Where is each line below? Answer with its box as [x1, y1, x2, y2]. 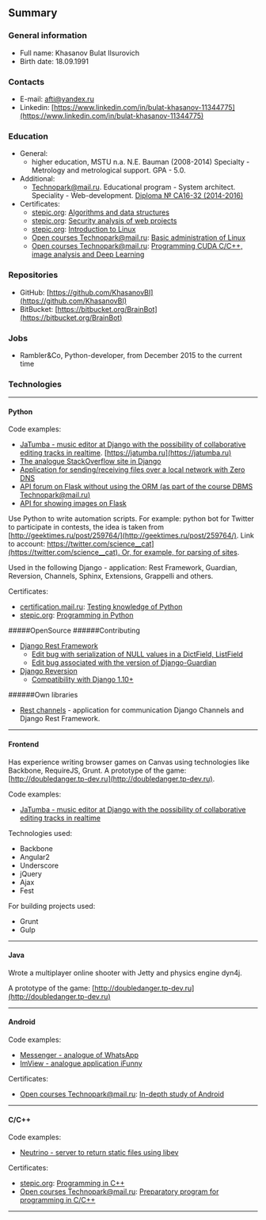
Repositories [8, 269, 59, 280]
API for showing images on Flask [19, 499, 127, 508]
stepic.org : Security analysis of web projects [31, 216, 177, 226]
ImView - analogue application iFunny [19, 1058, 142, 1068]
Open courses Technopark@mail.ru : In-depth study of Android [19, 1089, 224, 1099]
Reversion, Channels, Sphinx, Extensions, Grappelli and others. [8, 572, 214, 581]
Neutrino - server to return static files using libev [19, 1148, 179, 1157]
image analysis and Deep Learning [31, 249, 145, 260]
